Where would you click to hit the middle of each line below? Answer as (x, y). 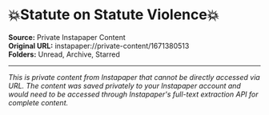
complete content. (38, 102)
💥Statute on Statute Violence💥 (114, 15)
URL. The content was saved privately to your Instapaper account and (125, 85)
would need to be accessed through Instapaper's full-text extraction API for (133, 94)
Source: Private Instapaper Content (67, 37)
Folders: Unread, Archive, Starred (64, 54)
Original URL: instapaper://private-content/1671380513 (99, 46)
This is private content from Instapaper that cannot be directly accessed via (134, 77)
